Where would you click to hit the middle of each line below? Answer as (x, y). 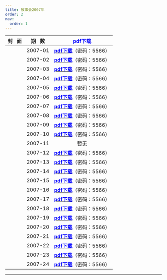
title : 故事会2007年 (25, 10)
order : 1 (19, 24)
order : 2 (14, 14)
